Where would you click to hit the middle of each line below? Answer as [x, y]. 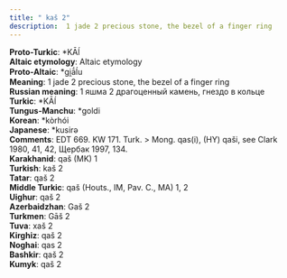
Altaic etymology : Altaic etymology [76, 61]
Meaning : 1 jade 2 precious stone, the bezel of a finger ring [120, 81]
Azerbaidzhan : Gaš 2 [50, 206]
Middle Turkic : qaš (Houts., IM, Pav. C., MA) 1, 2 [99, 187]
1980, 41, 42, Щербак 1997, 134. [69, 149]
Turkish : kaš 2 [36, 168]
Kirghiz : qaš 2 [36, 235]
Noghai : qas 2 [36, 245]
